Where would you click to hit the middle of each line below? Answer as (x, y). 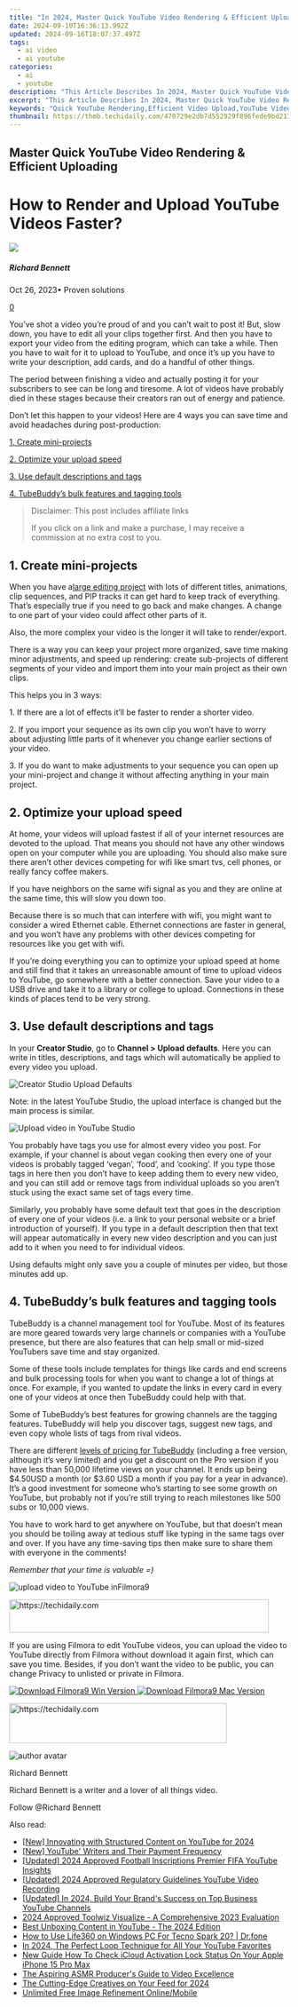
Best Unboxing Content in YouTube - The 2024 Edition (121, 1926)
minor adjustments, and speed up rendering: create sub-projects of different (149, 659)
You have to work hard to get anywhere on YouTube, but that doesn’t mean (146, 1524)
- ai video (37, 51)
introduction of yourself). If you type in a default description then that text (144, 1228)
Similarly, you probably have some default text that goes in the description (145, 1210)
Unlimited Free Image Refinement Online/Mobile (110, 1992)
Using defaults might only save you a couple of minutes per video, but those (149, 1264)
